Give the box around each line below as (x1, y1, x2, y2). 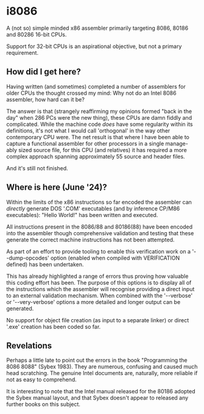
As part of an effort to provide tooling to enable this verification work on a (6, 247, 191, 255)
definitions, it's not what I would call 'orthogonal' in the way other (6, 126, 171, 134)
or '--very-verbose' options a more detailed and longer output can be (6, 298, 181, 305)
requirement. (6, 49, 38, 56)
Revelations (6, 340, 52, 351)
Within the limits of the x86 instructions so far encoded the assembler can (6, 198, 192, 205)
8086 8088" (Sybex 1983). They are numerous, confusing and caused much (6, 363, 198, 370)
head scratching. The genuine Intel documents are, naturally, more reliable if (6, 370, 198, 377)
